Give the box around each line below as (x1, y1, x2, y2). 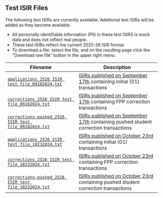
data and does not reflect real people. (12, 37, 88, 42)
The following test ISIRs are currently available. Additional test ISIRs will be (5, 17, 154, 22)
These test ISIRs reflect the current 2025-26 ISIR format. (12, 41, 125, 48)
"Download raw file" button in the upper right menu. (12, 52, 116, 58)
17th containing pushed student (79, 118, 152, 125)
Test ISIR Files (5, 4, 49, 12)
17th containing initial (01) (79, 78, 140, 85)
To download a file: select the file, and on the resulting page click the (12, 47, 150, 53)
